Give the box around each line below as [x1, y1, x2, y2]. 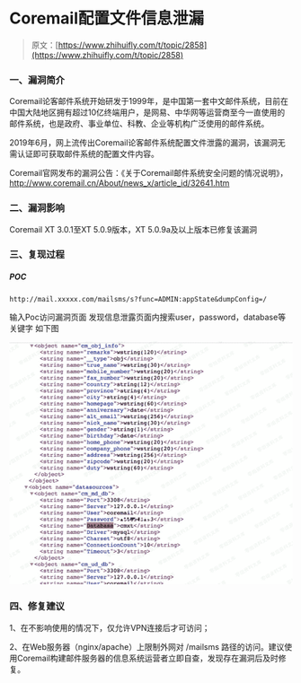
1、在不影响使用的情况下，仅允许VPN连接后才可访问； [9, 622, 210, 633]
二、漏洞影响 [9, 202, 66, 215]
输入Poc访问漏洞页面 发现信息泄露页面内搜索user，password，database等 [9, 311, 286, 323]
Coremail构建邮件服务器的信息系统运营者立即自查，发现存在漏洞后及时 [16, 652, 279, 663]
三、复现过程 [9, 249, 66, 261]
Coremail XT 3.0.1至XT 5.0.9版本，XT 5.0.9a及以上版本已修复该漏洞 [9, 223, 258, 234]
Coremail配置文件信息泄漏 [9, 8, 205, 29]
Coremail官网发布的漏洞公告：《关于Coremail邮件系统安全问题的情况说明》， [9, 168, 288, 179]
